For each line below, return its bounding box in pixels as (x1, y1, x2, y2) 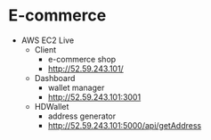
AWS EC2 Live (20, 35, 75, 45)
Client (34, 44, 57, 54)
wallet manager (47, 82, 105, 93)
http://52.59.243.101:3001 (47, 91, 142, 103)
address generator (47, 111, 117, 121)
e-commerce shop (47, 54, 117, 64)
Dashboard (34, 72, 76, 83)
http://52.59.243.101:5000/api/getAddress (47, 119, 202, 130)
